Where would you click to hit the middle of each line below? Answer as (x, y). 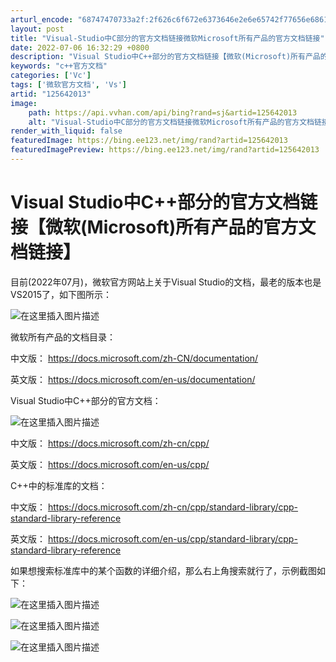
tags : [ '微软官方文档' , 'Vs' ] (68, 85)
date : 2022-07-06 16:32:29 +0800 (80, 47)
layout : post (37, 29)
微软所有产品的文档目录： (63, 337)
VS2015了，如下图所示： (61, 294)
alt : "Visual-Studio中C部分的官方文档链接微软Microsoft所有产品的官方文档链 (175, 122)
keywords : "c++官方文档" (59, 66)
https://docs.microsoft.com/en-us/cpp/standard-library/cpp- (172, 538)
